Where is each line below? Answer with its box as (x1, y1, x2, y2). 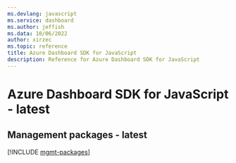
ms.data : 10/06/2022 (7, 30, 68, 37)
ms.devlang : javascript (7, 10, 77, 18)
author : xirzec (7, 37, 52, 44)
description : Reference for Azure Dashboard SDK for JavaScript (7, 56, 200, 63)
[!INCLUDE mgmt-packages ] (7, 148, 90, 156)
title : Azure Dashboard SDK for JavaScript (7, 50, 137, 57)
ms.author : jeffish (7, 23, 65, 30)
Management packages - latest (7, 129, 148, 141)
